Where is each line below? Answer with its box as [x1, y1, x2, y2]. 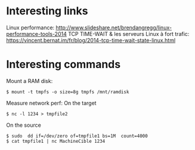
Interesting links [6, 4, 88, 18]
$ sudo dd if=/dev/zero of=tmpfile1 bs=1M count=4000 [6, 133, 148, 139]
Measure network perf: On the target [6, 99, 97, 106]
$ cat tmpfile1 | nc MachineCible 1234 [6, 138, 106, 144]
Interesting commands [6, 58, 121, 71]
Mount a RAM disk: [6, 77, 53, 84]
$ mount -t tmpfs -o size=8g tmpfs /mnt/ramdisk [6, 88, 129, 95]
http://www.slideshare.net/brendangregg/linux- [55, 24, 172, 31]
